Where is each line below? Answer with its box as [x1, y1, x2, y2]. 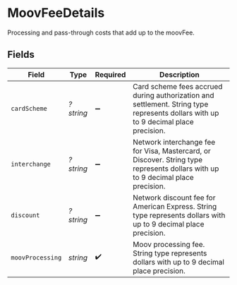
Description [159, 69, 200, 79]
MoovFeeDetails [7, 5, 105, 21]
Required [95, 69, 126, 79]
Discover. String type [133, 154, 203, 164]
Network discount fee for [133, 193, 216, 202]
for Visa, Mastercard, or [133, 146, 212, 156]
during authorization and [133, 90, 214, 100]
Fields [7, 49, 35, 61]
